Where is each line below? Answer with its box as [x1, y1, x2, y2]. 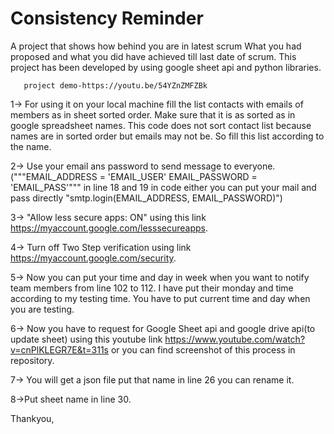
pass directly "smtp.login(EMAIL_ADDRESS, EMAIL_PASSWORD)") [10, 192, 283, 204]
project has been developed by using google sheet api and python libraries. [10, 61, 322, 73]
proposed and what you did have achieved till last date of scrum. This [10, 50, 297, 62]
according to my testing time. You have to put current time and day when [10, 292, 311, 304]
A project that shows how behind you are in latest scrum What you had [10, 40, 302, 52]
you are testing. [10, 303, 75, 315]
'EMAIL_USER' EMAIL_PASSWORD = [107, 170, 258, 182]
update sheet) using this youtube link [10, 333, 163, 345]
